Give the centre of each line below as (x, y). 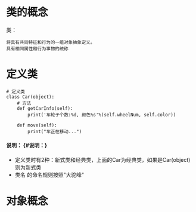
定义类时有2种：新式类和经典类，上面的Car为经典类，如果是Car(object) (102, 160)
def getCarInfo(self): (45, 108)
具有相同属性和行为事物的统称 (37, 48)
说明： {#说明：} (27, 145)
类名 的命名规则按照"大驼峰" (49, 175)
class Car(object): (30, 97)
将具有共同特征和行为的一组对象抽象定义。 (51, 42)
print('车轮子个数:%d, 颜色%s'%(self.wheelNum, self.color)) (102, 115)
